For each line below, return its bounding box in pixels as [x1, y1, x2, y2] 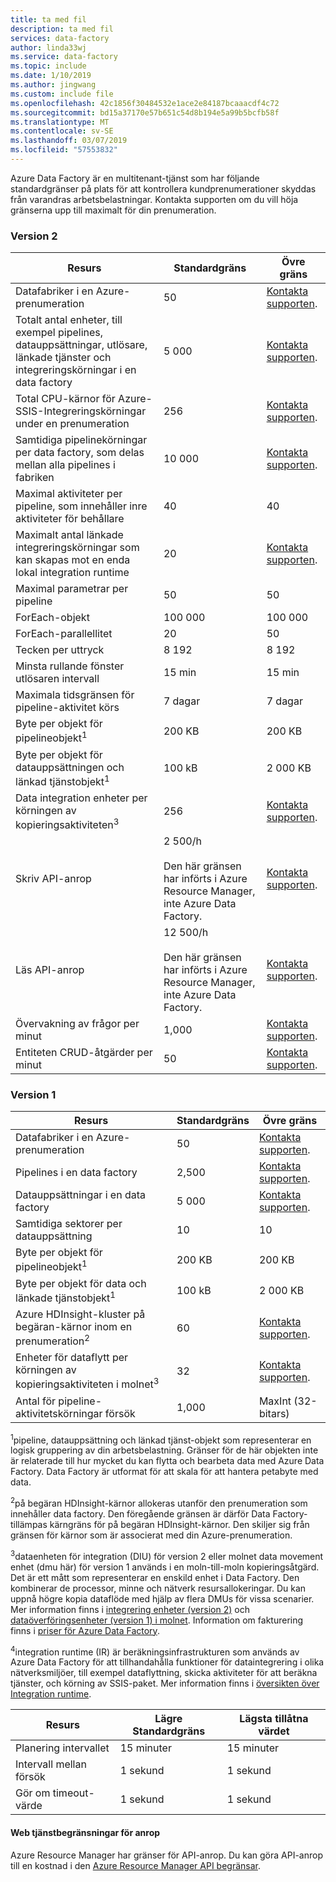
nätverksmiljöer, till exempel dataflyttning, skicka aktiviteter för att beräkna [10, 1667, 318, 1679]
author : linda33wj [10, 42, 87, 53]
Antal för [15, 1394, 57, 1408]
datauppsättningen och [15, 760, 125, 774]
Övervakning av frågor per [15, 1017, 140, 1031]
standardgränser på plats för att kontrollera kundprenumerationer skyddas [10, 182, 317, 195]
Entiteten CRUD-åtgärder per [15, 1046, 153, 1060]
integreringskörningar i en [15, 363, 137, 377]
